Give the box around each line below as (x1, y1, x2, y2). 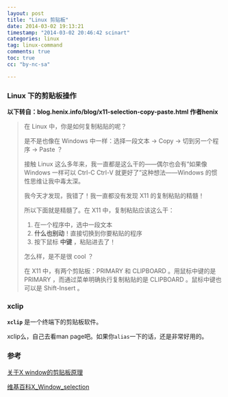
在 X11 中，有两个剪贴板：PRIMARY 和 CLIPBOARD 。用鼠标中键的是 (23, 266, 216, 274)
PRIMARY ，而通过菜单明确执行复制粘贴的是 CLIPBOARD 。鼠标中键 (23, 275, 216, 283)
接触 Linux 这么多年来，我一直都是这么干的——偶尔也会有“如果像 (23, 159, 207, 168)
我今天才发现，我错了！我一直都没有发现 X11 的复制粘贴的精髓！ (23, 191, 205, 199)
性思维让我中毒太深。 (23, 177, 84, 185)
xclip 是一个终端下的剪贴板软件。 (7, 318, 103, 326)
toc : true (7, 55, 36, 62)
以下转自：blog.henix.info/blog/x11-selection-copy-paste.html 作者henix (7, 107, 218, 116)
